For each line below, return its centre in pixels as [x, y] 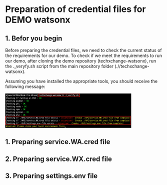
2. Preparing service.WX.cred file [59, 159]
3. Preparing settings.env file [51, 176]
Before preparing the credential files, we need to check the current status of [83, 50]
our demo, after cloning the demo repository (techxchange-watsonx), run [81, 61]
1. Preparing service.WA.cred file [58, 142]
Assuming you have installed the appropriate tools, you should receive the [81, 81]
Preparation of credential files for [75, 9]
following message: [25, 86]
